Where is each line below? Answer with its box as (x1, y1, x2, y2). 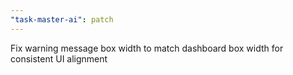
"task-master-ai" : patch (10, 14, 114, 25)
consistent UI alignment (10, 52, 108, 65)
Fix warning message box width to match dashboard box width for (10, 42, 284, 54)
